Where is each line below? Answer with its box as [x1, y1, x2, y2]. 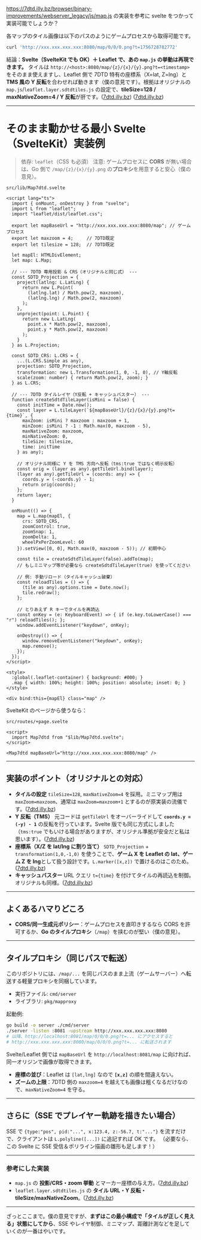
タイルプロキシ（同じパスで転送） [6, 953, 132, 963]
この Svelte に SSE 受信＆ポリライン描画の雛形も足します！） [6, 1142, 159, 1150]
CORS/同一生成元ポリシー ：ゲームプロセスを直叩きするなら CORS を [14, 921, 185, 928]
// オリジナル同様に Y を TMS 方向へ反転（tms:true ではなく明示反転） [17, 461, 178, 467]
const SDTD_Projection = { [11, 274, 79, 280]
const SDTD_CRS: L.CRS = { [11, 352, 79, 358]
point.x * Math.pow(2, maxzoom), [28, 321, 111, 327]
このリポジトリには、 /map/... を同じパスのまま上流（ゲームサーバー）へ [6, 970, 187, 977]
